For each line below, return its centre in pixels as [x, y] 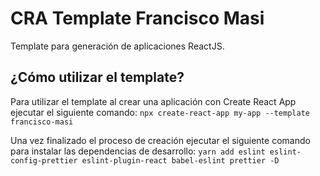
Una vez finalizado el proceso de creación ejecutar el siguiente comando [160, 140]
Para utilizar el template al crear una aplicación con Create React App [153, 101]
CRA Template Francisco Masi [137, 18]
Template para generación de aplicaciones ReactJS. [117, 46]
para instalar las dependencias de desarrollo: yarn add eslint [138, 151]
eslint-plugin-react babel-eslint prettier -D [180, 160]
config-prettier [44, 160]
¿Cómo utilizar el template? [97, 77]
